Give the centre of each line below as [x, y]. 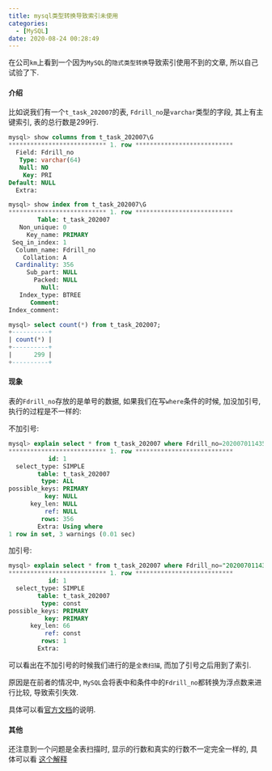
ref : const [63, 633]
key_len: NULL [54, 504]
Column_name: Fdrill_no [55, 250]
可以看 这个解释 [41, 759]
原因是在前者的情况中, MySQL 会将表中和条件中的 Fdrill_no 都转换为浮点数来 [132, 682]
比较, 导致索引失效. [47, 692]
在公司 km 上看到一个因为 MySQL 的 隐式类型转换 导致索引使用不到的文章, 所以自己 [134, 62]
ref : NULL [61, 511]
